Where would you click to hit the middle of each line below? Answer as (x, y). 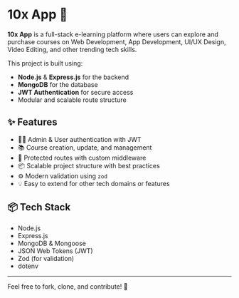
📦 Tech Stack (39, 207)
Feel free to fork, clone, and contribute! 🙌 (68, 286)
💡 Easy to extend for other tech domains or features (94, 183)
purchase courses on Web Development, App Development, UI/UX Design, (117, 41)
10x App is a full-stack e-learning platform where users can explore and (113, 34)
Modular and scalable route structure (72, 100)
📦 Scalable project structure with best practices (89, 165)
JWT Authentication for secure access (75, 92)
